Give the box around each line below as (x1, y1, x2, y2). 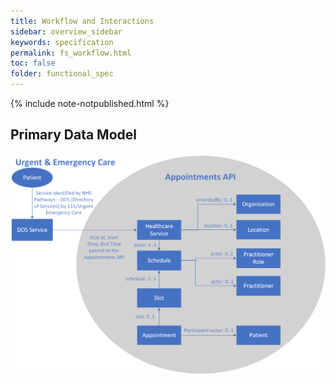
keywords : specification (10, 37, 114, 47)
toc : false (10, 58, 56, 69)
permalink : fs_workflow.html (10, 48, 132, 58)
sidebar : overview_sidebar (10, 26, 123, 37)
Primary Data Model (10, 126, 137, 144)
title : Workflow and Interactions (10, 16, 155, 26)
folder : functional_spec (10, 69, 114, 79)
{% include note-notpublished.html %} (10, 98, 170, 109)
